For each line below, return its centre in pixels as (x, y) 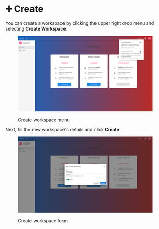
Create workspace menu (44, 120)
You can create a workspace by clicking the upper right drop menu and (80, 23)
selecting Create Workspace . (36, 28)
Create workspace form (43, 221)
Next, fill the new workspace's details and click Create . (63, 130)
